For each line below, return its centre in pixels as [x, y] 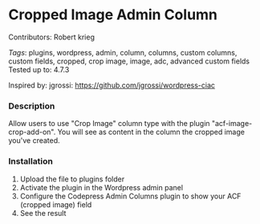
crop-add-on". [32, 132]
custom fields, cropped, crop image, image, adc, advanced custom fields [129, 61]
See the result [43, 213]
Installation [31, 161]
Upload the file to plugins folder [72, 179]
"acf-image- [232, 124]
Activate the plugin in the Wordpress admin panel [101, 187]
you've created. [34, 141]
